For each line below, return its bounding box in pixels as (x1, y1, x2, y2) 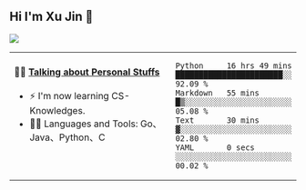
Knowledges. (29, 105, 86, 117)
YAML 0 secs (175, 142, 255, 153)
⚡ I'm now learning (29, 90, 109, 103)
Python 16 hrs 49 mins (175, 60, 293, 71)
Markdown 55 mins (175, 87, 260, 98)
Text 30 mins (175, 115, 260, 125)
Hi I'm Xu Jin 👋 (9, 9, 94, 25)
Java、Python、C (29, 131, 106, 144)
